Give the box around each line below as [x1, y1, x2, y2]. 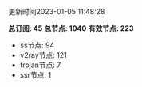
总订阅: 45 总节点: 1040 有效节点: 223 [8, 24, 134, 33]
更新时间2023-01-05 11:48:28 [8, 7, 105, 16]
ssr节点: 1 [19, 70, 52, 79]
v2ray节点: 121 [19, 51, 67, 59]
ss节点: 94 [19, 40, 55, 50]
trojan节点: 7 [19, 60, 61, 70]
